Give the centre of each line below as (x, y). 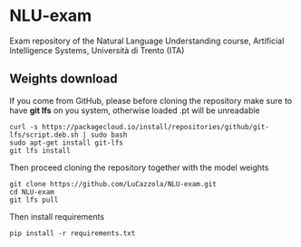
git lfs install (40, 150)
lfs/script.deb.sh (44, 135)
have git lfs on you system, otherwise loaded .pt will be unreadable (135, 110)
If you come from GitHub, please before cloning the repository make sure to (151, 100)
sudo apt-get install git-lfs (67, 142)
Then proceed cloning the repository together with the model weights (139, 167)
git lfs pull (34, 200)
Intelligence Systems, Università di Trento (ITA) (97, 50)
